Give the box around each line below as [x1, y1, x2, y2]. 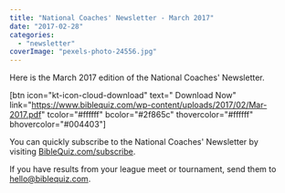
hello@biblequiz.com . [9, 174, 91, 185]
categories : [9, 30, 55, 39]
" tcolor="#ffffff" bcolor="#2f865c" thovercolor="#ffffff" [40, 109, 254, 120]
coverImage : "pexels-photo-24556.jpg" [9, 47, 157, 56]
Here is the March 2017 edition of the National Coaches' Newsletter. [9, 72, 265, 83]
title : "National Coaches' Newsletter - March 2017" [9, 13, 215, 23]
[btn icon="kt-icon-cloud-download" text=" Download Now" [9, 90, 237, 101]
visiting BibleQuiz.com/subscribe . [9, 147, 136, 157]
